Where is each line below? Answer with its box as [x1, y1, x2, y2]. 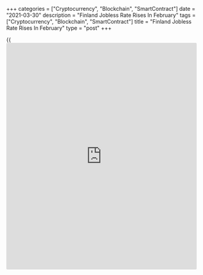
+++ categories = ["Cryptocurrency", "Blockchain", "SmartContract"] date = [6, 5, 196, 12]
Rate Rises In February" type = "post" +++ [6, 24, 112, 31]
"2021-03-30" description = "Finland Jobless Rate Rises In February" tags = [6, 11, 196, 19]
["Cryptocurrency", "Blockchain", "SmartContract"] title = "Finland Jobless [6, 18, 192, 25]
